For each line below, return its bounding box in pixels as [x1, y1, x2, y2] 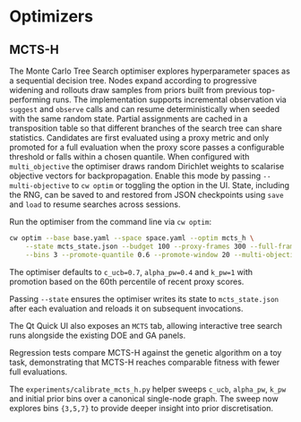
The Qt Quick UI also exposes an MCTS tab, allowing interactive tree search [9, 320, 283, 331]
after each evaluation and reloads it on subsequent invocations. [9, 303, 244, 314]
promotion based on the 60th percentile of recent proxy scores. [9, 276, 245, 287]
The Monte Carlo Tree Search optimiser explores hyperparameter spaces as [9, 65, 291, 76]
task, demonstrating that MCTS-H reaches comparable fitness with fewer [9, 357, 280, 367]
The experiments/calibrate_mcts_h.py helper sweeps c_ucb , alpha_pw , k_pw [9, 383, 287, 394]
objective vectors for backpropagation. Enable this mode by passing [9, 170, 262, 181]
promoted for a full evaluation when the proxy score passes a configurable [9, 142, 285, 152]
